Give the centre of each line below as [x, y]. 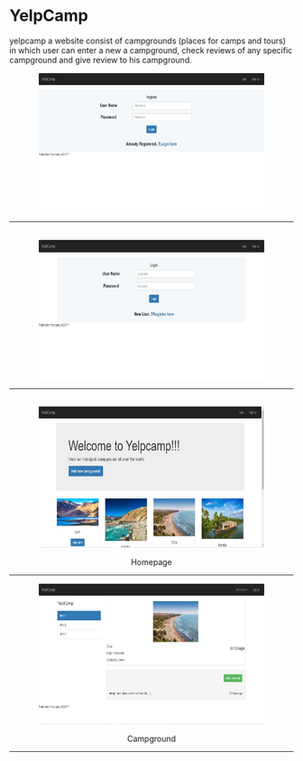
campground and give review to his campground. [101, 60]
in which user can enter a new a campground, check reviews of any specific [151, 50]
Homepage [151, 561]
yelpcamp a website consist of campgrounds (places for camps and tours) [148, 41]
